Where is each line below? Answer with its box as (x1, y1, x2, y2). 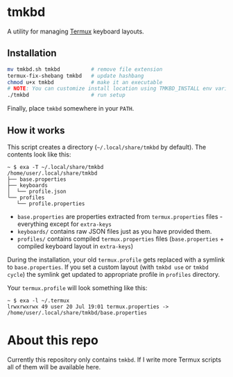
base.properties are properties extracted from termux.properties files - (17, 212, 223, 220)
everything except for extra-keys (17, 220, 112, 228)
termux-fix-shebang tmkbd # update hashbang (7, 72, 144, 79)
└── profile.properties (16, 200, 85, 207)
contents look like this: (7, 150, 71, 159)
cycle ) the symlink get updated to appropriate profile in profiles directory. (7, 270, 221, 278)
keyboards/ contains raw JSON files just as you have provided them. (17, 227, 212, 235)
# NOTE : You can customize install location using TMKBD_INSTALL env (7, 85, 213, 93)
